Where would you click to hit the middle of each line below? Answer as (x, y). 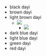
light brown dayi (25, 17)
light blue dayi (23, 38)
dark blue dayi (24, 33)
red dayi (17, 48)
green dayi (20, 43)
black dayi (20, 7)
